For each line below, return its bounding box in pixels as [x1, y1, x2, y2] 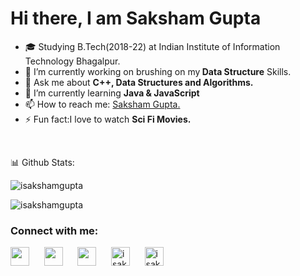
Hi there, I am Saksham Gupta [10, 7, 262, 30]
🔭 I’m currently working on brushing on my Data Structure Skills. [24, 65, 292, 77]
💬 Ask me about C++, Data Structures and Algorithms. [24, 76, 254, 88]
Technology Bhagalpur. [24, 55, 121, 67]
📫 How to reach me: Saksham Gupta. [24, 98, 181, 110]
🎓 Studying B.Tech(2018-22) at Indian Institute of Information [24, 40, 281, 52]
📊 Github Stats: [10, 156, 75, 168]
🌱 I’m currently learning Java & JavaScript [24, 87, 200, 99]
